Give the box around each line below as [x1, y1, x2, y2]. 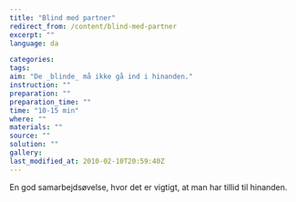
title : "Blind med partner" [9, 13, 117, 23]
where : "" [9, 115, 47, 124]
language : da [9, 38, 59, 48]
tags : [9, 64, 30, 73]
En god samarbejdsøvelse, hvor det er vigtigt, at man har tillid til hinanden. [9, 181, 288, 192]
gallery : [9, 148, 43, 157]
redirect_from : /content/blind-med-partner [9, 22, 178, 31]
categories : [9, 56, 55, 65]
